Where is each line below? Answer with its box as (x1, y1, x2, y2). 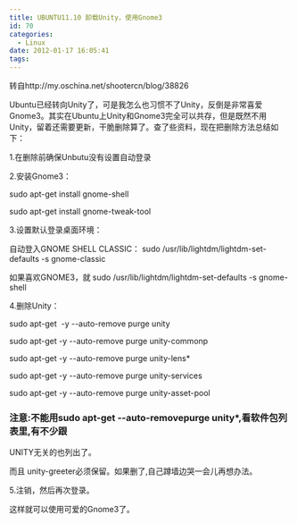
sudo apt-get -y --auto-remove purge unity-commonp (9, 336, 209, 346)
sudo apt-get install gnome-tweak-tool (9, 207, 152, 216)
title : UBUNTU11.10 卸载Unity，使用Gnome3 (9, 13, 163, 22)
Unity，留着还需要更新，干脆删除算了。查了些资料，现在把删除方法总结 (9, 122, 271, 132)
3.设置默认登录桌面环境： (9, 224, 103, 235)
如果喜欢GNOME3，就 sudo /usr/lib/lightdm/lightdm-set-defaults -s (9, 272, 257, 283)
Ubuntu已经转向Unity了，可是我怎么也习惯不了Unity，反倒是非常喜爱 (9, 99, 263, 110)
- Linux (17, 38, 46, 47)
